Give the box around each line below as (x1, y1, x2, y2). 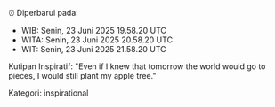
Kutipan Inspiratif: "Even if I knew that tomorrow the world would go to (8, 61, 266, 72)
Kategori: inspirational (8, 88, 89, 98)
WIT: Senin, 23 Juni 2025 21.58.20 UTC (20, 44, 166, 54)
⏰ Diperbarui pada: (8, 8, 79, 18)
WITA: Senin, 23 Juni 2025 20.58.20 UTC (20, 34, 174, 45)
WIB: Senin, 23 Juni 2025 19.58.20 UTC (20, 26, 166, 35)
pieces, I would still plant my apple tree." (8, 71, 157, 80)
